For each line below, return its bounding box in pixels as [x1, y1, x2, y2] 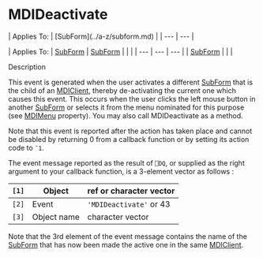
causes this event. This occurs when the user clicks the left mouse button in [8, 94, 256, 103]
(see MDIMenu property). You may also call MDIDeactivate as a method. [8, 110, 243, 120]
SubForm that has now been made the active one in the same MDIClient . [8, 240, 244, 249]
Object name [32, 211, 81, 222]
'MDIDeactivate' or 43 [87, 199, 171, 210]
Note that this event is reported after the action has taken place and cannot [8, 126, 253, 136]
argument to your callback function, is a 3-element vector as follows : [8, 166, 235, 176]
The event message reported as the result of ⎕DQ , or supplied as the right [8, 158, 245, 167]
